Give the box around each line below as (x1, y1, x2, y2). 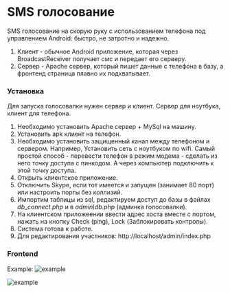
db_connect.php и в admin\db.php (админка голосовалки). (16, 203, 187, 211)
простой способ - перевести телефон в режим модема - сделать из (16, 152, 218, 160)
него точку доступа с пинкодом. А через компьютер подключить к (16, 159, 214, 167)
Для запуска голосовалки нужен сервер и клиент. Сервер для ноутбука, (7, 102, 221, 110)
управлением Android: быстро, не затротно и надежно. (7, 34, 170, 42)
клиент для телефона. (7, 109, 71, 117)
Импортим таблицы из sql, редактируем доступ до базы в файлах (16, 196, 211, 204)
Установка (7, 86, 45, 96)
